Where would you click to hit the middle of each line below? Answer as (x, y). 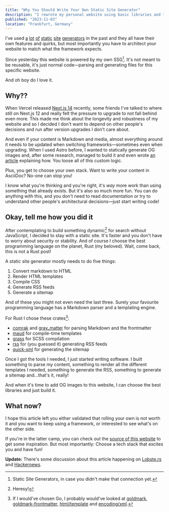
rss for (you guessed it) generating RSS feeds (60, 344)
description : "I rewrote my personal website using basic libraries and (83, 15)
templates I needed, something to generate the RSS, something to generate (83, 370)
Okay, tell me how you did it (49, 217)
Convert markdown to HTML (42, 271)
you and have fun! (24, 449)
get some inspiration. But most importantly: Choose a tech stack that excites (84, 444)
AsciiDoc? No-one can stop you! (39, 175)
